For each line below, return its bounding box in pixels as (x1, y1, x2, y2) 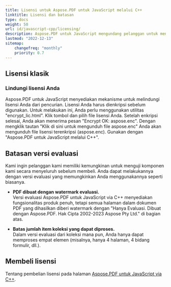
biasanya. (5, 179, 25, 185)
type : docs (5, 17, 28, 22)
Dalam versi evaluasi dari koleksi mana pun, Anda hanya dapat (12, 231, 144, 237)
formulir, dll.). (12, 242, 41, 248)
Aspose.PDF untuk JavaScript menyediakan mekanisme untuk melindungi (5, 96, 160, 102)
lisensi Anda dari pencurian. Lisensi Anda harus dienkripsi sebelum (5, 102, 146, 108)
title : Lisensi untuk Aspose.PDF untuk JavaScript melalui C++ (5, 7, 142, 13)
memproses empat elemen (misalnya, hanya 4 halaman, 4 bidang (12, 237, 150, 243)
